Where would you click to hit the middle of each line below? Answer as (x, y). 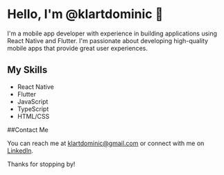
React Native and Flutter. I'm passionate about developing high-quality (108, 40)
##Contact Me (28, 130)
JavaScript (33, 101)
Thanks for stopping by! (41, 164)
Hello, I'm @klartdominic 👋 (85, 14)
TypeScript (33, 109)
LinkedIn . (20, 150)
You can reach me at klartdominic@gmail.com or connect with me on (106, 143)
